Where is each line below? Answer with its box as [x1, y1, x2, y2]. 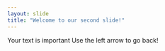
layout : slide [7, 10, 50, 17]
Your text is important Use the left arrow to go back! [7, 36, 159, 44]
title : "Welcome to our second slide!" [7, 17, 125, 24]
